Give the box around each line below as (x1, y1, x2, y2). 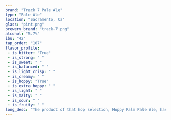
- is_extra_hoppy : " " (7, 83, 56, 88)
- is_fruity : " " (7, 103, 44, 108)
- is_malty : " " (7, 93, 42, 98)
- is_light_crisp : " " (7, 69, 56, 75)
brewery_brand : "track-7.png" (5, 27, 70, 32)
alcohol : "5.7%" (5, 31, 40, 36)
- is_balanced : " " (7, 64, 49, 69)
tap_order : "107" (5, 41, 42, 46)
